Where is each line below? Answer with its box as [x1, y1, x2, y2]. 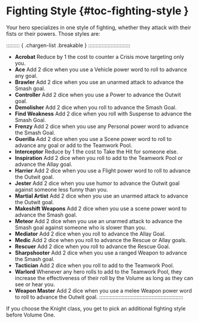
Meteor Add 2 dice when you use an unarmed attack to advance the [14, 217, 182, 224]
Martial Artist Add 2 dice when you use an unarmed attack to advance [14, 192, 188, 199]
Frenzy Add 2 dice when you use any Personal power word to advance [14, 123, 189, 130]
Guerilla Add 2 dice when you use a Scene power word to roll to [14, 135, 172, 142]
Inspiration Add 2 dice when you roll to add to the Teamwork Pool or [14, 154, 183, 161]
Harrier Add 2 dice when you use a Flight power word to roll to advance [14, 167, 191, 174]
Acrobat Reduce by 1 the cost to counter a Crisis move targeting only [14, 53, 184, 60]
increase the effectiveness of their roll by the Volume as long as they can [14, 274, 194, 281]
